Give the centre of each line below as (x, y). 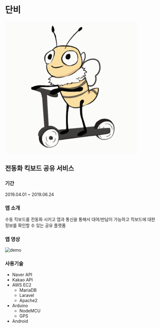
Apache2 (28, 300)
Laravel (27, 295)
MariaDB (28, 290)
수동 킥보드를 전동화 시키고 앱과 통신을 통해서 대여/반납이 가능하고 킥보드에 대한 (80, 219)
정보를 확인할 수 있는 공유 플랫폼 (36, 225)
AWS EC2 (22, 285)
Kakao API (22, 279)
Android (20, 321)
